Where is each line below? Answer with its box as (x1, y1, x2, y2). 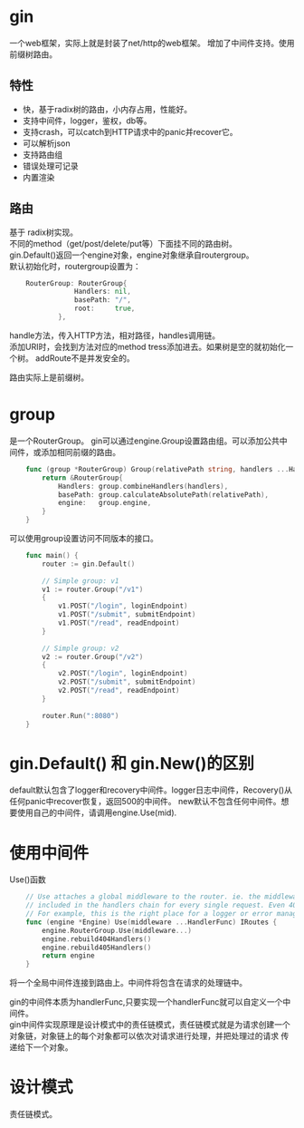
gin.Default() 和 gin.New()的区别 (9, 753, 255, 773)
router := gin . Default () (42, 559, 136, 569)
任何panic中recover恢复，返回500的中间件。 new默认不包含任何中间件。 (9, 796, 282, 807)
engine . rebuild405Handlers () (42, 943, 152, 952)
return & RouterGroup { (42, 473, 124, 482)
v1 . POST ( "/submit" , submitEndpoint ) (57, 610, 196, 619)
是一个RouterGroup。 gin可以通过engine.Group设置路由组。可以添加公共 (9, 435, 280, 446)
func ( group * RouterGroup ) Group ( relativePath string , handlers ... (25, 464, 290, 473)
